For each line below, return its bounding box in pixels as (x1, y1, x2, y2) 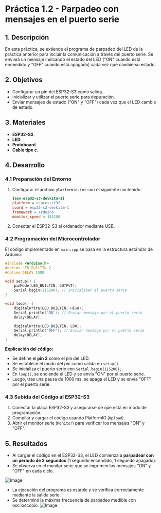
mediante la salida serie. (12, 492, 61, 498)
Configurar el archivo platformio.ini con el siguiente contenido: (12, 187, 142, 193)
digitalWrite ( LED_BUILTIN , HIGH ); (14, 306, 84, 311)
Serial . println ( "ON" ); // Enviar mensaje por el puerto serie (14, 310, 143, 315)
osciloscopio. (12, 502, 39, 508)
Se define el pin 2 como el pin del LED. (12, 355, 90, 361)
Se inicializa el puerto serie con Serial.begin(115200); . (12, 366, 123, 372)
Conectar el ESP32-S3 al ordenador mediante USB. (12, 223, 115, 229)
